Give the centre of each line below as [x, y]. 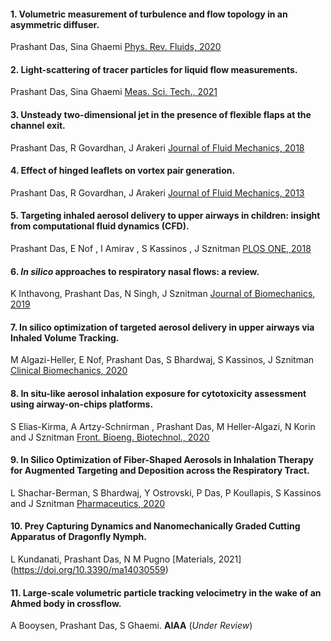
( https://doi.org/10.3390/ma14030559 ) [89, 570]
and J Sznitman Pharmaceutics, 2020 [88, 503]
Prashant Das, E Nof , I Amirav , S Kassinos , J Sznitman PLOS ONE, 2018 [161, 249]
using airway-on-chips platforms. [82, 404]
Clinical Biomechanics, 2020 [69, 371]
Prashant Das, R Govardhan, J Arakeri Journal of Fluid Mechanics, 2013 [157, 192]
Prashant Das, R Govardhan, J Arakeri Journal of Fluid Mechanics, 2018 [157, 147]
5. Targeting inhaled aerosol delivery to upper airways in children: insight [165, 216]
